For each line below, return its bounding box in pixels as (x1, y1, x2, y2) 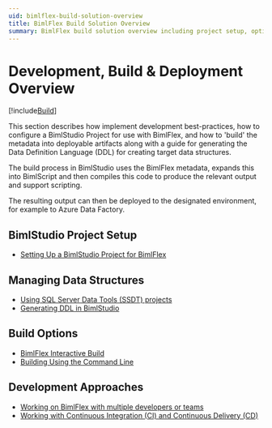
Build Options (8, 327, 79, 340)
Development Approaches (8, 380, 144, 394)
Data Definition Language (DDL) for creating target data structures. (8, 148, 232, 157)
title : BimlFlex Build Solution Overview (8, 19, 151, 28)
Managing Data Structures (8, 273, 145, 287)
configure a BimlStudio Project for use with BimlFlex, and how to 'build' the (8, 131, 257, 140)
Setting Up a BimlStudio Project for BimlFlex (19, 250, 167, 259)
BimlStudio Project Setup (8, 228, 138, 242)
